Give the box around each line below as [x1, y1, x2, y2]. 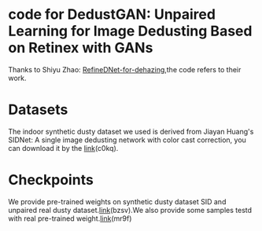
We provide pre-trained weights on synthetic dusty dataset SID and [8, 196, 227, 206]
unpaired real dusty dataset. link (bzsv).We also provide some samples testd [8, 205, 253, 214]
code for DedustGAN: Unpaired [8, 5, 216, 24]
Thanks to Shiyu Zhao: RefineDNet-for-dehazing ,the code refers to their [8, 64, 242, 74]
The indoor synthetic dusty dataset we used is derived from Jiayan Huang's [8, 126, 254, 136]
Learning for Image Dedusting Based [8, 22, 253, 40]
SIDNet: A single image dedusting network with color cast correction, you [8, 135, 246, 145]
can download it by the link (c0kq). [8, 143, 119, 152]
